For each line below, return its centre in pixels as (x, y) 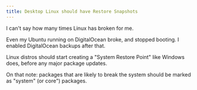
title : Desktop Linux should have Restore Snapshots (72, 11)
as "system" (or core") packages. (46, 81)
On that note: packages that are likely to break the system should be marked (98, 74)
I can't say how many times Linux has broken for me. (70, 28)
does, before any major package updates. (57, 63)
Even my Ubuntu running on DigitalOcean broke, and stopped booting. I (93, 39)
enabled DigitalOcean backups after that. (56, 46)
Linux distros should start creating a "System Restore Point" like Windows (96, 57)
